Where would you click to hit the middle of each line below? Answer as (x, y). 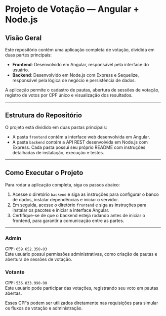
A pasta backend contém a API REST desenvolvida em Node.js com (80, 142)
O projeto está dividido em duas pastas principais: (56, 127)
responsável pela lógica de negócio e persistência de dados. (74, 80)
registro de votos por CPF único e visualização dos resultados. (69, 95)
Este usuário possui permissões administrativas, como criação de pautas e (81, 254)
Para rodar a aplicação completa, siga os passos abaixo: (62, 184)
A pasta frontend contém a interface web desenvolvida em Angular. (81, 136)
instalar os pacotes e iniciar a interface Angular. (61, 210)
